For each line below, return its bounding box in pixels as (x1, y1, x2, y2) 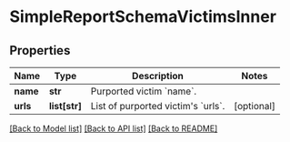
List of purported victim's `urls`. (90, 100, 225, 112)
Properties (9, 43, 71, 58)
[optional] (233, 100, 275, 112)
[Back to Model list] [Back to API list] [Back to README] (9, 123, 218, 134)
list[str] (48, 100, 82, 112)
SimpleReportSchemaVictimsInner (9, 6, 277, 27)
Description (131, 70, 185, 82)
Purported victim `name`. (90, 85, 197, 97)
